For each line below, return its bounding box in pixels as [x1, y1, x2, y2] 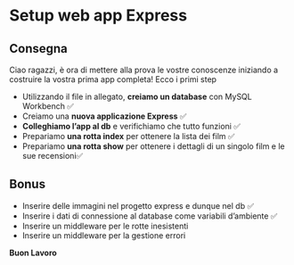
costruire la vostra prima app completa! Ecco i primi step [9, 74, 216, 85]
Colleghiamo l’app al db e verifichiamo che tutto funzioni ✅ [21, 121, 241, 131]
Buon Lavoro [9, 247, 58, 258]
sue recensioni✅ [21, 151, 83, 161]
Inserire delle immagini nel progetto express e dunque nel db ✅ [21, 200, 254, 211]
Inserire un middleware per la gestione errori [21, 229, 186, 241]
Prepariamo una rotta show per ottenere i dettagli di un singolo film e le [21, 141, 285, 152]
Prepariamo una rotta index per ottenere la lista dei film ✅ [21, 131, 235, 141]
